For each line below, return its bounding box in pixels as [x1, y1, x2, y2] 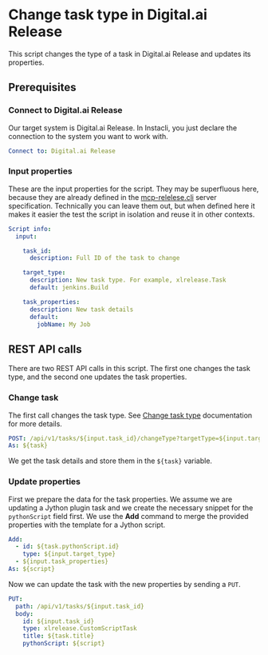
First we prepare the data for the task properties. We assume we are [8, 494, 233, 504]
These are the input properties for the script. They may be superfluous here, [8, 184, 259, 194]
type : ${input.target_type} [22, 550, 116, 558]
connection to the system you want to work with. [8, 131, 169, 141]
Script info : [8, 225, 52, 233]
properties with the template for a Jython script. [8, 520, 166, 529]
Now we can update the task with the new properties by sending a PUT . [8, 579, 241, 589]
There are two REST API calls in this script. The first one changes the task [8, 364, 251, 373]
